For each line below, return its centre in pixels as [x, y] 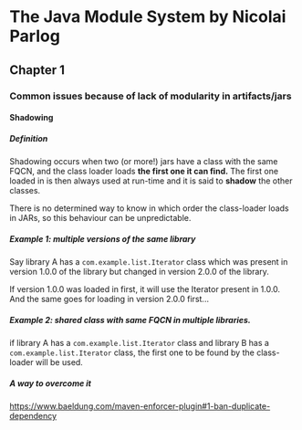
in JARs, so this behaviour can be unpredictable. [100, 218]
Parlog [35, 36]
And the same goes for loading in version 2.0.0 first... [109, 299]
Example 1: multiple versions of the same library [103, 238]
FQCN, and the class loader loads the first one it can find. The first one [144, 172]
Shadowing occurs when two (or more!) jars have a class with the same [144, 162]
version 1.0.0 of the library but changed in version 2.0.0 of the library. [139, 272]
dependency [33, 415]
